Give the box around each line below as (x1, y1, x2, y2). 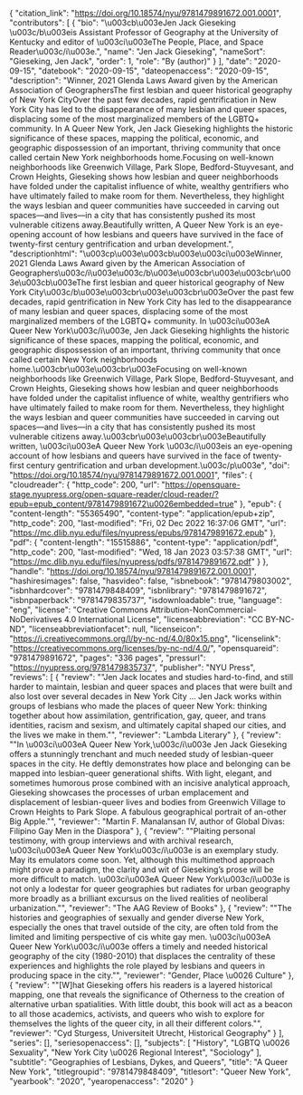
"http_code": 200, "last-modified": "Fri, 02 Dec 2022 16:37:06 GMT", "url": (9, 518, 287, 528)
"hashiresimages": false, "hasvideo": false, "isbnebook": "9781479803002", (9, 575, 292, 586)
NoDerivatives (9, 614, 62, 624)
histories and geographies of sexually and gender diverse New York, (9, 912, 265, 923)
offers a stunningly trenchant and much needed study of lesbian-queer (9, 749, 274, 759)
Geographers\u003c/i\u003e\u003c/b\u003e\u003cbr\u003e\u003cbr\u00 (9, 267, 291, 278)
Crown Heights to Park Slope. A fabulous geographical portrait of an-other (9, 806, 287, 817)
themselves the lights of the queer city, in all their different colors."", (9, 1018, 263, 1029)
